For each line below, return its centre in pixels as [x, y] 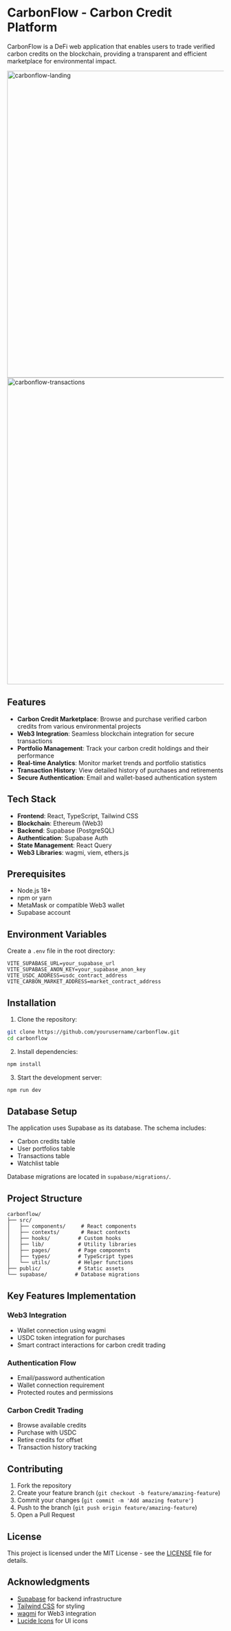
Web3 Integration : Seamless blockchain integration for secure [106, 733]
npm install [24, 1064]
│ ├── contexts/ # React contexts [69, 1233]
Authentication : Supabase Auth [63, 838]
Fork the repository [44, 1486]
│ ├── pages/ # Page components [69, 1250]
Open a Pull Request [46, 1515]
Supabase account [44, 913]
